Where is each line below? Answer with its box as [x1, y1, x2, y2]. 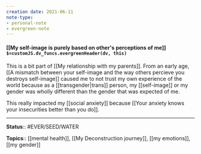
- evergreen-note [6, 25, 50, 32]
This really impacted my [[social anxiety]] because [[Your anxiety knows [6, 99, 184, 107]
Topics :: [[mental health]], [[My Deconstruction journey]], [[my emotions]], [6, 135, 191, 142]
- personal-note [6, 20, 47, 26]
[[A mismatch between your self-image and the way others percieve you [6, 69, 185, 76]
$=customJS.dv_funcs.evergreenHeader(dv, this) [6, 50, 127, 56]
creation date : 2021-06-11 [6, 8, 74, 15]
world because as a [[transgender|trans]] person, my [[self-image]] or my [6, 81, 188, 89]
